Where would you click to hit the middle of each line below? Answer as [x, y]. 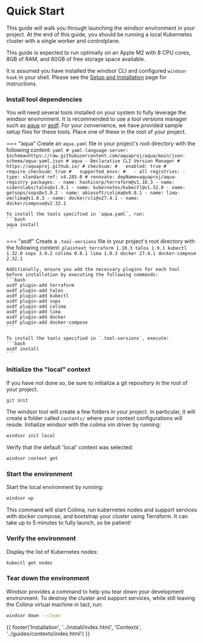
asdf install [23, 349]
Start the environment [39, 474]
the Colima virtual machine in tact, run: [55, 604]
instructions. [22, 84]
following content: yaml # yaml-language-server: [68, 150]
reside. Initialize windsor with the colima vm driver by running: [84, 425]
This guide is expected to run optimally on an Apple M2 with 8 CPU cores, [98, 52]
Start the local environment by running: [55, 487]
